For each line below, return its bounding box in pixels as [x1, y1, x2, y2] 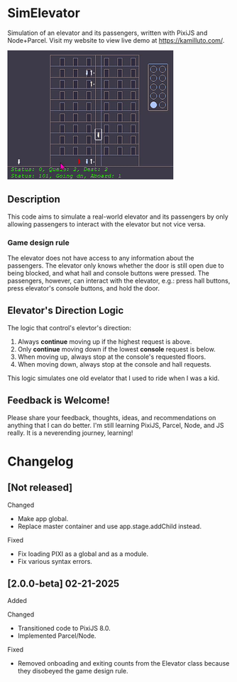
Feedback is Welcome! [7, 394, 110, 406]
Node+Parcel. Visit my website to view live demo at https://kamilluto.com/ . [7, 36, 225, 44]
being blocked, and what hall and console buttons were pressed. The [7, 269, 209, 278]
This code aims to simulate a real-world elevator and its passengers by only [7, 212, 228, 221]
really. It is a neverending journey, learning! [7, 429, 133, 437]
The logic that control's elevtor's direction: [7, 323, 131, 332]
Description [7, 194, 60, 206]
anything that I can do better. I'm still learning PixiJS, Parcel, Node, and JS [7, 421, 225, 429]
